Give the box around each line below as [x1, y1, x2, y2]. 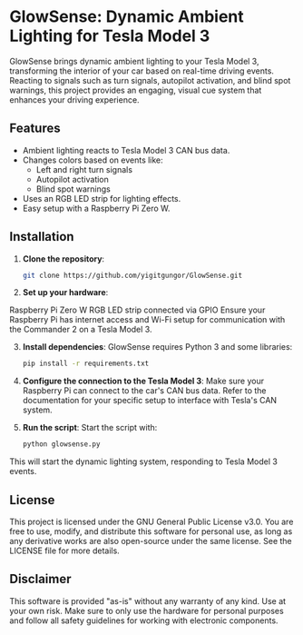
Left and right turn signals [35, 164, 133, 174]
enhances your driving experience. [9, 94, 140, 105]
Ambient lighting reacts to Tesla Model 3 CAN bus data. [22, 144, 230, 155]
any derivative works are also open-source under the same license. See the [9, 536, 292, 546]
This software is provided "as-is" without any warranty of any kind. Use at [9, 595, 287, 606]
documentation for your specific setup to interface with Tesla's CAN [22, 395, 278, 406]
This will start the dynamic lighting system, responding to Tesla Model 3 [9, 456, 279, 467]
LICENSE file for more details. [9, 545, 120, 556]
